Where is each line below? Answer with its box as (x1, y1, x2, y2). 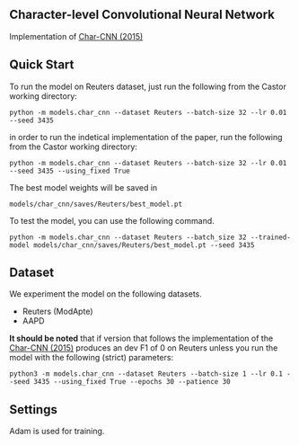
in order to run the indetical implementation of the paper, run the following (9, 131, 283, 142)
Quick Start (9, 58, 75, 73)
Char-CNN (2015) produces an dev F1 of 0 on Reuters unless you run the (9, 343, 278, 353)
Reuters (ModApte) (22, 306, 93, 317)
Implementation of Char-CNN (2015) (9, 31, 144, 41)
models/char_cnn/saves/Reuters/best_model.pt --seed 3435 (32, 240, 255, 250)
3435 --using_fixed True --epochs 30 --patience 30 (32, 378, 231, 387)
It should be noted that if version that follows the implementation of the (9, 333, 274, 344)
